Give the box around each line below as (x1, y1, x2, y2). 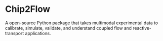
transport (5, 30, 24, 36)
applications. (25, 30, 51, 36)
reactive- (132, 25, 152, 31)
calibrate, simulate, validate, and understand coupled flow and (5, 25, 132, 31)
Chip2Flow (5, 3, 50, 15)
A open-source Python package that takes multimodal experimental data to (5, 20, 158, 26)
